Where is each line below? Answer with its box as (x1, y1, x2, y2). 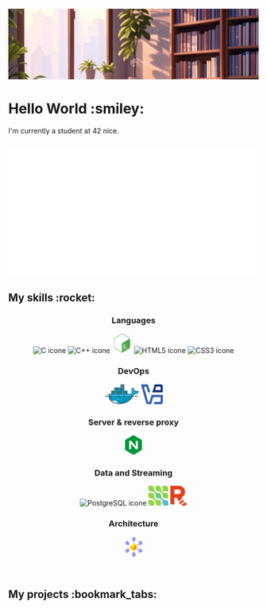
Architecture (108, 518, 159, 529)
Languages (110, 315, 157, 326)
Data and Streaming (94, 467, 173, 478)
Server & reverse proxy (87, 417, 180, 428)
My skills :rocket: (8, 291, 95, 304)
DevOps (118, 366, 149, 377)
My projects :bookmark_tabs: (8, 588, 157, 601)
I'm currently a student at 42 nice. (8, 126, 119, 135)
